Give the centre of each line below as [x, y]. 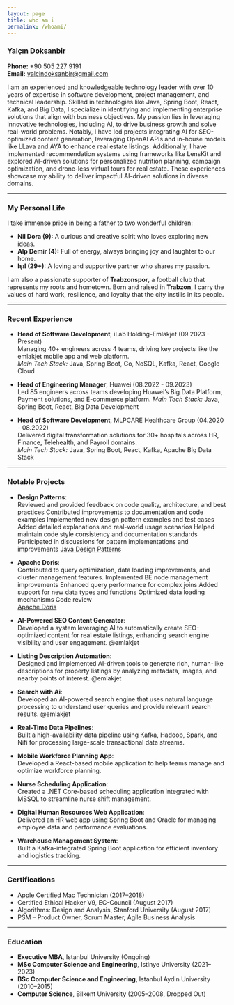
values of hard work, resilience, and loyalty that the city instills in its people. [116, 294]
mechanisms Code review [54, 599]
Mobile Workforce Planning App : [65, 756]
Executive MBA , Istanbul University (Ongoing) [84, 957]
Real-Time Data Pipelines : [55, 727]
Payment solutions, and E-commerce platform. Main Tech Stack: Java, [118, 399]
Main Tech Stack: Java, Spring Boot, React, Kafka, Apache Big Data [115, 450]
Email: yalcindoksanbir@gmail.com [58, 73]
